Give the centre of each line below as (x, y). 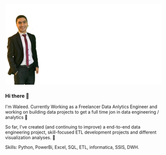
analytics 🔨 (17, 117)
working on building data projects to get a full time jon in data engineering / (82, 112)
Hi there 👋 (17, 96)
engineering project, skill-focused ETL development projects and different (81, 132)
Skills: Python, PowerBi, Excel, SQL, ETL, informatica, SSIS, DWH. (72, 147)
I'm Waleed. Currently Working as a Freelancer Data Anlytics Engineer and (81, 107)
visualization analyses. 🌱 (30, 138)
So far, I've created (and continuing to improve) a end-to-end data (73, 127)
